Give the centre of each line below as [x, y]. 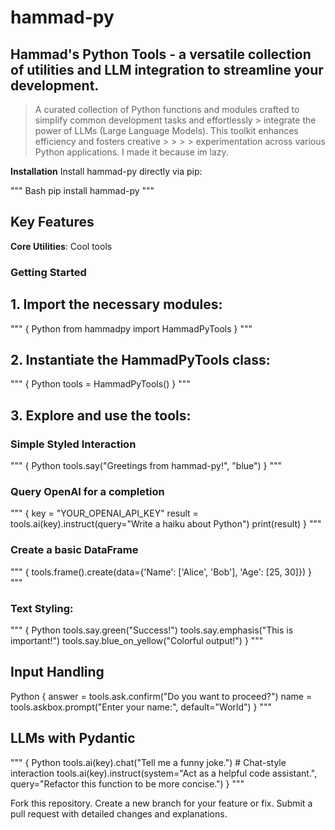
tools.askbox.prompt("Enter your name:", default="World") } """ [141, 707]
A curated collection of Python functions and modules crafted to [167, 109]
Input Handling [57, 672]
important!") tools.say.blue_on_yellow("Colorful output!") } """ [137, 640]
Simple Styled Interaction [73, 444]
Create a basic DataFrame [74, 550]
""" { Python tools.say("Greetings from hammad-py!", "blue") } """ [146, 466]
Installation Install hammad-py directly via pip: [106, 171]
